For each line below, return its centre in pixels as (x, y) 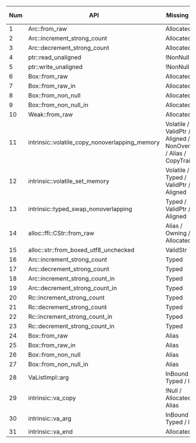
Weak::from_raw (50, 115)
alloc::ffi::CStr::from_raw (61, 233)
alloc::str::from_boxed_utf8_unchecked (81, 250)
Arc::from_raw (48, 29)
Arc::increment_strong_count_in (71, 279)
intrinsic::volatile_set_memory (69, 181)
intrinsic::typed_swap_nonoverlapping (80, 209)
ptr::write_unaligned (55, 67)
